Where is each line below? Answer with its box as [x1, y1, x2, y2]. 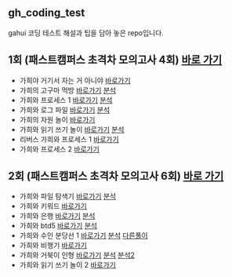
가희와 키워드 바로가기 [19, 202, 88, 211]
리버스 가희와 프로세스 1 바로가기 [19, 134, 119, 144]
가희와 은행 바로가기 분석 [19, 211, 96, 221]
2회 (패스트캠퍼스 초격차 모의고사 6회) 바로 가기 [8, 169, 224, 183]
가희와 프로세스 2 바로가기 [19, 144, 100, 154]
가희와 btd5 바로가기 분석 [19, 221, 98, 231]
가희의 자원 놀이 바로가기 [19, 115, 96, 124]
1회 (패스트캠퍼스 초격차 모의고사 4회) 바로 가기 [8, 53, 223, 67]
